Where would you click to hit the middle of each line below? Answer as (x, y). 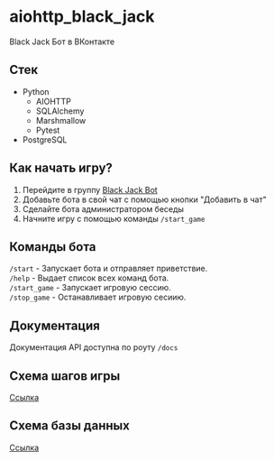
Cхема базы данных (70, 426)
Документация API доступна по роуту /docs (94, 347)
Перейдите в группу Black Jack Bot (90, 189)
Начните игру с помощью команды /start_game (114, 218)
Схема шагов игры (65, 376)
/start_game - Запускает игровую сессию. (90, 288)
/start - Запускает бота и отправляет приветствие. (109, 269)
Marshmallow (61, 120)
